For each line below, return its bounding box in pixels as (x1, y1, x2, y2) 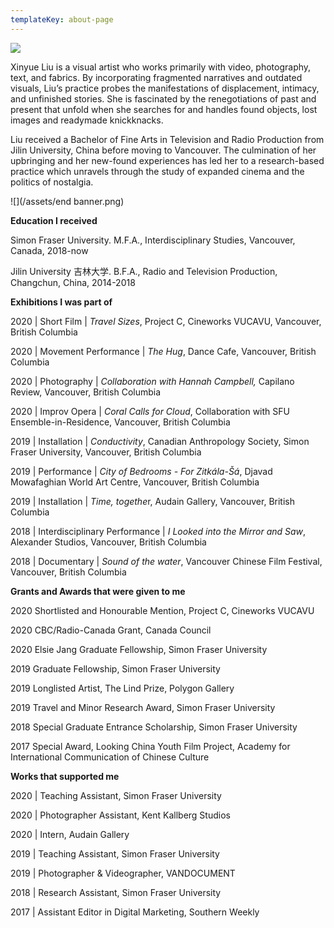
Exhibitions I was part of (10, 296, 113, 308)
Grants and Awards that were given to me (10, 585, 186, 597)
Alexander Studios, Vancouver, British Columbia (10, 536, 207, 548)
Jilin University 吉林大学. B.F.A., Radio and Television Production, (10, 265, 278, 277)
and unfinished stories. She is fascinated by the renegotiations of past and (10, 92, 317, 105)
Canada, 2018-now (10, 244, 89, 256)
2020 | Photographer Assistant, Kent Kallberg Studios (10, 809, 231, 821)
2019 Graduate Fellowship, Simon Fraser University (10, 662, 221, 675)
